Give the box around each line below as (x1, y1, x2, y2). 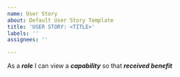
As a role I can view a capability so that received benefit (7, 62, 173, 70)
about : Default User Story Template (7, 17, 114, 24)
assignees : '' (7, 36, 49, 43)
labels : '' (7, 29, 39, 37)
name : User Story (7, 10, 58, 17)
